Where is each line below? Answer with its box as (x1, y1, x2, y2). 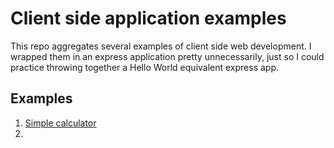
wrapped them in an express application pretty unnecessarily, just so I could (10, 50, 325, 62)
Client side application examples (10, 7, 287, 30)
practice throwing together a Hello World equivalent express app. (10, 61, 280, 73)
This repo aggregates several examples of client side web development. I (10, 40, 312, 52)
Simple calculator (24, 117, 97, 129)
